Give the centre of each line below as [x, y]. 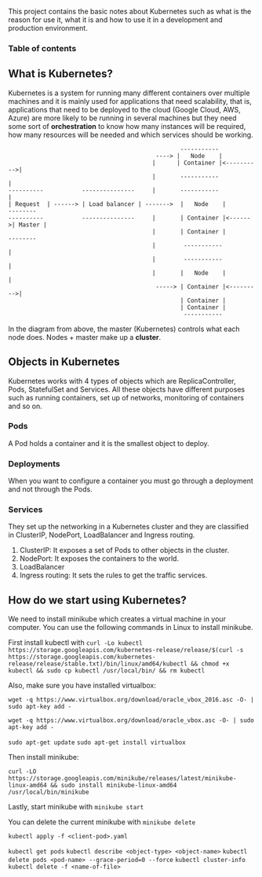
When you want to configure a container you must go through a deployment [131, 481]
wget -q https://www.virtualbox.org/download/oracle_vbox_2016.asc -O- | [131, 700]
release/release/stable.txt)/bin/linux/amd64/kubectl [98, 664]
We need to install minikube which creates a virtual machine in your [117, 619]
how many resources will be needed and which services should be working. [131, 134]
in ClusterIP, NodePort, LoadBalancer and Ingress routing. [102, 535]
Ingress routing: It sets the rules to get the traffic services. [113, 575]
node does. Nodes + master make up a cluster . [85, 337]
